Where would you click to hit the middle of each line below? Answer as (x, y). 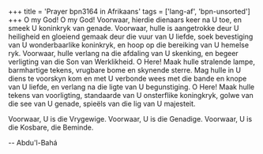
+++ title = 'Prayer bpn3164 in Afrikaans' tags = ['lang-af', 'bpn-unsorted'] (129, 11)
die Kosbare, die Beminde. (51, 127)
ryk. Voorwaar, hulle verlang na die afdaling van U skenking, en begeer (123, 53)
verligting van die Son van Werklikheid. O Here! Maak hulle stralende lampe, (131, 62)
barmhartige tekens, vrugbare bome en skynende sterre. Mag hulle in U (125, 70)
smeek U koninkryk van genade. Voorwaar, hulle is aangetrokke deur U (124, 28)
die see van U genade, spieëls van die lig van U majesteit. (102, 103)
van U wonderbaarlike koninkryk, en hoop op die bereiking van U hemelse (129, 45)
